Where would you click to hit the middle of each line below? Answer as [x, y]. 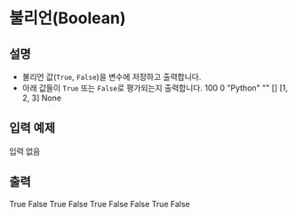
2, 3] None [42, 98]
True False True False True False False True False [100, 204]
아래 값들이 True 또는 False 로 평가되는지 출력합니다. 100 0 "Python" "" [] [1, [155, 88]
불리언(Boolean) [68, 18]
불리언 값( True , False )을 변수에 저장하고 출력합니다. [112, 77]
